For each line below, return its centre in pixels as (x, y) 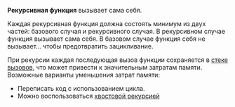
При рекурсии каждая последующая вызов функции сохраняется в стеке (117, 60)
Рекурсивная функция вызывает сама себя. (75, 10)
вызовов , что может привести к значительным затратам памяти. (105, 67)
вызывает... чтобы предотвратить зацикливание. (80, 46)
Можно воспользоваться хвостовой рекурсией (88, 96)
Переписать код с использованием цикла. (81, 88)
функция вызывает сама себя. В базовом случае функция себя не (106, 39)
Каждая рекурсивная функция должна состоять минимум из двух (107, 24)
